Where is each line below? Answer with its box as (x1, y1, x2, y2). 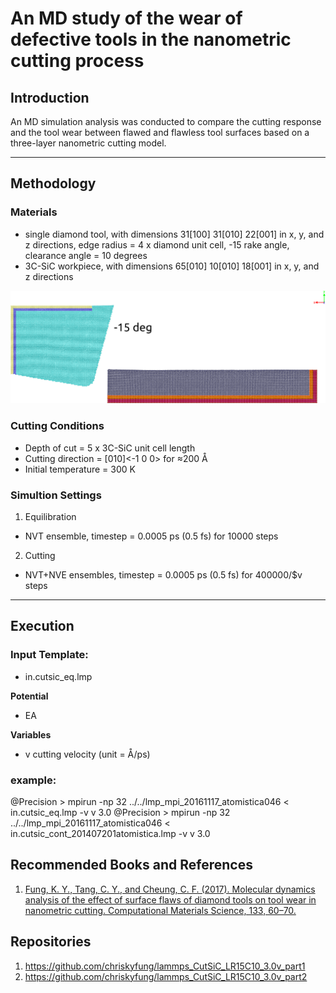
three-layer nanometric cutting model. (10, 137, 167, 149)
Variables (10, 728, 52, 741)
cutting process (10, 50, 145, 72)
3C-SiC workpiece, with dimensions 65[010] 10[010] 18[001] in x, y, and (24, 260, 320, 272)
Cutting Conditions (10, 419, 105, 433)
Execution (10, 618, 75, 635)
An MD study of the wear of (10, 7, 243, 30)
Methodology (10, 175, 97, 192)
